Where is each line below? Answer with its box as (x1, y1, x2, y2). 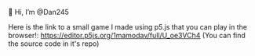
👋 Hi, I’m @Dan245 (8, 8, 69, 16)
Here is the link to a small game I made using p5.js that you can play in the (8, 23, 247, 31)
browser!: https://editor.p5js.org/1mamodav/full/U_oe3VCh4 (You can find (8, 31, 246, 40)
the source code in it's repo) (8, 39, 100, 48)
